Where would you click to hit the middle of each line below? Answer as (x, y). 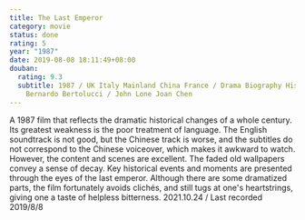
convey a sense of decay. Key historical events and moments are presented (151, 168)
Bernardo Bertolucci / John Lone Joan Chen (109, 94)
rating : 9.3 (40, 77)
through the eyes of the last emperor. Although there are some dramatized (148, 177)
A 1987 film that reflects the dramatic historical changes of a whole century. (151, 120)
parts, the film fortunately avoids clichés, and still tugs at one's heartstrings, (151, 187)
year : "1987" (34, 52)
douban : (24, 69)
